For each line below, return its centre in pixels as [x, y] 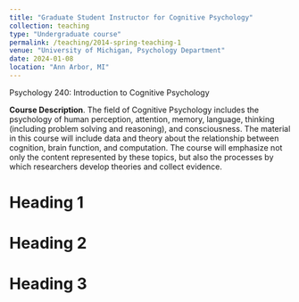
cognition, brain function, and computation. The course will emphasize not [146, 147]
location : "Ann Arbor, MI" [59, 68]
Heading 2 [48, 244]
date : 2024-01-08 [42, 59]
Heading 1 [47, 203]
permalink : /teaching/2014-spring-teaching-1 [95, 42]
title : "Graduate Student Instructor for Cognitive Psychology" [131, 17]
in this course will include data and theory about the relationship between [144, 138]
